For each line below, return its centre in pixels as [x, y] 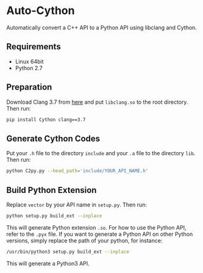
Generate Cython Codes [53, 138]
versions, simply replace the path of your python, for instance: [84, 240]
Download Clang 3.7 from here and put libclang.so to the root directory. [97, 102]
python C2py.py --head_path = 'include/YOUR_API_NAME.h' [77, 171]
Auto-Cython [41, 11]
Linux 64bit [29, 61]
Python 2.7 [29, 68]
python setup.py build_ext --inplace [54, 216]
